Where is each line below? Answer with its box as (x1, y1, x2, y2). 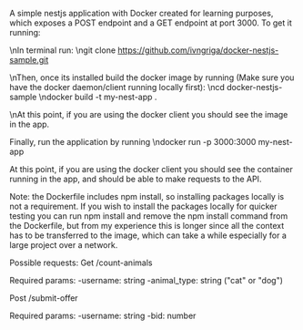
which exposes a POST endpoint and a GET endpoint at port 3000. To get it (9, 17, 293, 28)
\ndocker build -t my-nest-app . (38, 91, 157, 102)
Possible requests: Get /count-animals (9, 257, 153, 268)
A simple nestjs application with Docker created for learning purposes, (9, 8, 274, 18)
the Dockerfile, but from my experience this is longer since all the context (9, 221, 285, 231)
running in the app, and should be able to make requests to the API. (9, 173, 262, 184)
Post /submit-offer (9, 293, 79, 304)
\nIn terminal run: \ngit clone (9, 45, 116, 56)
